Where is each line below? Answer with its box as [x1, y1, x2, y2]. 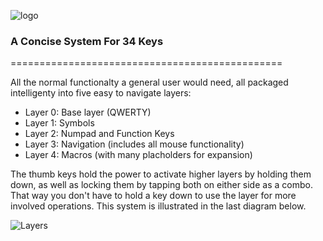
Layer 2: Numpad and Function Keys [24, 128, 175, 140]
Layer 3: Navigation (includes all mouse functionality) [24, 138, 245, 150]
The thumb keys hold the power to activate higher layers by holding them [10, 168, 312, 180]
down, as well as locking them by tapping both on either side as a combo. [10, 179, 313, 191]
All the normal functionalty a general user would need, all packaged [10, 76, 289, 89]
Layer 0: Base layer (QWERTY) [24, 106, 152, 119]
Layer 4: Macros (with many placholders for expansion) [24, 149, 253, 161]
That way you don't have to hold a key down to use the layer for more [10, 190, 297, 202]
